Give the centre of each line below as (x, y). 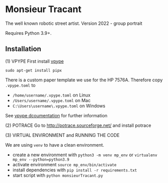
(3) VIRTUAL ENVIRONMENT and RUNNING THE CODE (63, 135)
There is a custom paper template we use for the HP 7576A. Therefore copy (84, 80)
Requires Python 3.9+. (29, 33)
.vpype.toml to (20, 85)
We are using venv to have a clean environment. (55, 145)
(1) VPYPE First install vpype (35, 61)
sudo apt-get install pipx (34, 70)
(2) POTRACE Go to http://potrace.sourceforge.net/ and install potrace (78, 125)
